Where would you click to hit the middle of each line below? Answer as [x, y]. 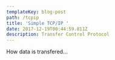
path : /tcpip [23, 18]
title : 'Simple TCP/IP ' [38, 23]
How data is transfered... [37, 52]
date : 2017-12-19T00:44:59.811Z [47, 29]
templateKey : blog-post [36, 12]
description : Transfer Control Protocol [58, 35]
